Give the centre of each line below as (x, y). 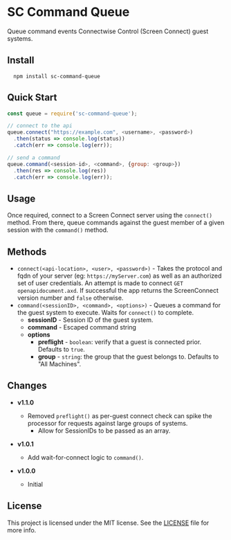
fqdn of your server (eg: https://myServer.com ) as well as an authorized (119, 276)
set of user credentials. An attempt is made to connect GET (100, 283)
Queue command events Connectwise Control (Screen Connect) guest (108, 31)
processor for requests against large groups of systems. (108, 423)
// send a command (34, 157)
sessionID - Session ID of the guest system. (90, 320)
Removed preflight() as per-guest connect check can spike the (120, 415)
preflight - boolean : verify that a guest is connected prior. (120, 342)
